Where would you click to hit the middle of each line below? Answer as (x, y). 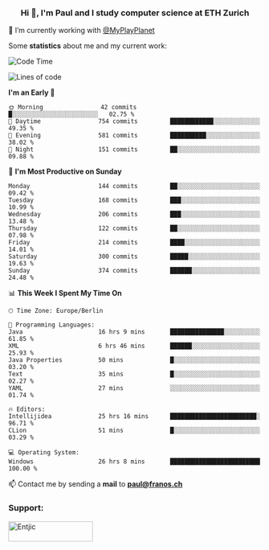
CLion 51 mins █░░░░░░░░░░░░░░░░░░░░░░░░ (134, 431)
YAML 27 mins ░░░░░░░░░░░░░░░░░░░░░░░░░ (134, 388)
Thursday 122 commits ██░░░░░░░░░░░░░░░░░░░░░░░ (134, 228)
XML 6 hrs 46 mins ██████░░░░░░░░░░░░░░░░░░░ (134, 346)
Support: (26, 508)
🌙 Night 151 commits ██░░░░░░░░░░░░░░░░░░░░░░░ (134, 150)
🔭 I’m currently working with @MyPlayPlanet (82, 31)
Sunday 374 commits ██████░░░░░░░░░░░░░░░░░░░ (134, 271)
